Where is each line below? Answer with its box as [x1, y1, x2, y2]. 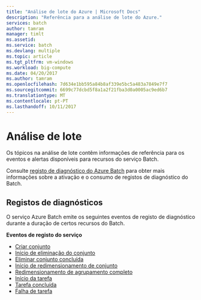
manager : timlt [6, 31, 44, 37]
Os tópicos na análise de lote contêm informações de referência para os [6, 149, 185, 157]
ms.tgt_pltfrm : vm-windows [6, 59, 74, 65]
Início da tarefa [14, 275, 52, 282]
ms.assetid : [6, 37, 36, 43]
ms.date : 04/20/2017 [6, 70, 58, 76]
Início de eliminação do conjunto [14, 250, 96, 257]
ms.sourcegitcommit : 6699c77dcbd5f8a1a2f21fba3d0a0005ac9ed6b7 [6, 87, 168, 93]
